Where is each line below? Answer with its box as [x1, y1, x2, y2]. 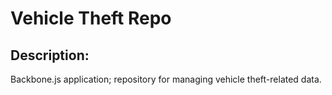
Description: [10, 47, 90, 64]
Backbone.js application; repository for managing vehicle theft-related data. [10, 73, 322, 85]
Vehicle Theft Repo [10, 7, 172, 30]
